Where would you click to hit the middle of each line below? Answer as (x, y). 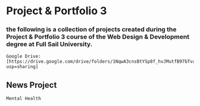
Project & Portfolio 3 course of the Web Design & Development (98, 37)
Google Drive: (24, 57)
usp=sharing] (22, 67)
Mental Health (24, 99)
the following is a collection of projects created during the (91, 30)
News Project (32, 85)
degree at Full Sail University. (49, 44)
